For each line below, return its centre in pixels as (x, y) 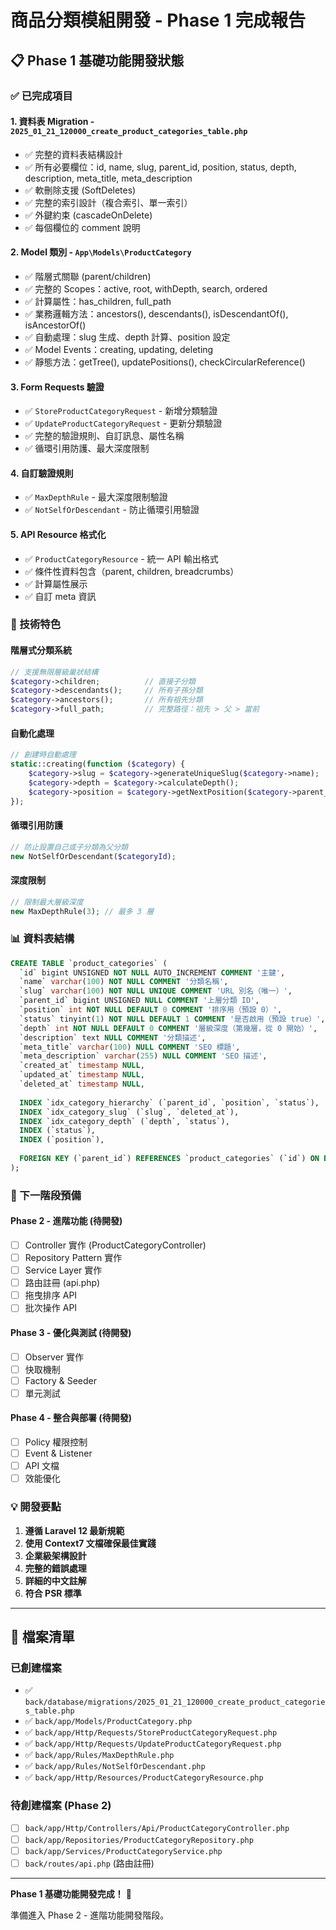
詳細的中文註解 (55, 1580)
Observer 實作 (54, 1357)
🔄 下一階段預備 (46, 1195)
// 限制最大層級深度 (47, 902)
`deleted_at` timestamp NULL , (82, 1084)
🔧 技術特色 (36, 624)
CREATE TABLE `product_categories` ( (89, 963)
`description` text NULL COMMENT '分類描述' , (113, 1037)
